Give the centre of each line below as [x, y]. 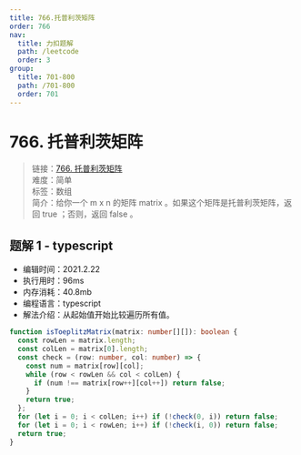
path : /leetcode [48, 52]
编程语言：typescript [62, 303]
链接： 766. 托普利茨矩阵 [77, 168]
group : [22, 69]
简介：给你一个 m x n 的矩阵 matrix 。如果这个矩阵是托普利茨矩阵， [158, 203]
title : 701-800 [46, 77]
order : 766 [30, 26]
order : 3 [34, 60]
